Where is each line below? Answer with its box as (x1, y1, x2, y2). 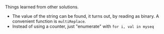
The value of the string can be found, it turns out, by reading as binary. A (12, 13, 159, 19)
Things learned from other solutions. (5, 4, 79, 10)
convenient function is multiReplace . (12, 19, 86, 24)
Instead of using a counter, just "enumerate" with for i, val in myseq (12, 23, 154, 29)
